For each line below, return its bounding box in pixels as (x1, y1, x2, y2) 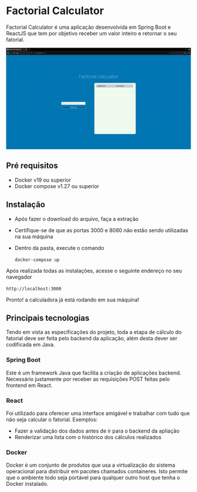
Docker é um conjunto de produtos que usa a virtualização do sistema (6, 461, 176, 468)
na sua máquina (14, 233, 53, 240)
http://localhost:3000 (6, 286, 62, 292)
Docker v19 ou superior (14, 176, 72, 183)
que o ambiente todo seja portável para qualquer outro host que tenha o (6, 474, 181, 481)
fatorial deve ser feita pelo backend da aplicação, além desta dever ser (6, 335, 178, 342)
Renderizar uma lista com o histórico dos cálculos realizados (14, 434, 162, 441)
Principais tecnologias (6, 313, 90, 323)
